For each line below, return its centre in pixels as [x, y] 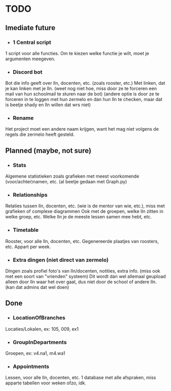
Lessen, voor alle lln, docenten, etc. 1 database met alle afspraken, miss [81, 378]
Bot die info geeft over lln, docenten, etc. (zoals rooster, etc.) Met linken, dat [85, 83]
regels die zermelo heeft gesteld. [40, 135]
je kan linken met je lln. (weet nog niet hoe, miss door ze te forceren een [81, 89]
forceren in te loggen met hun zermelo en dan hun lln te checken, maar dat [84, 100]
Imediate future [30, 28]
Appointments [31, 366]
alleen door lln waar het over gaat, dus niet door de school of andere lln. [81, 282]
